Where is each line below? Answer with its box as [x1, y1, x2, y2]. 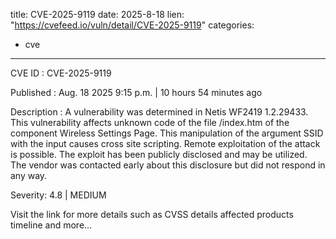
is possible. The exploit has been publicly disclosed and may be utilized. [10, 149, 308, 160]
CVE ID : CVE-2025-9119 [10, 67, 112, 79]
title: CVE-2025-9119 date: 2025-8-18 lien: [10, 9, 185, 20]
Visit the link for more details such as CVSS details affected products [10, 209, 294, 220]
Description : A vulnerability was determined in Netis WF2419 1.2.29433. [10, 106, 309, 118]
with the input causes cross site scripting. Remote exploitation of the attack [10, 138, 321, 149]
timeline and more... [10, 219, 93, 231]
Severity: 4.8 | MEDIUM [10, 189, 107, 201]
